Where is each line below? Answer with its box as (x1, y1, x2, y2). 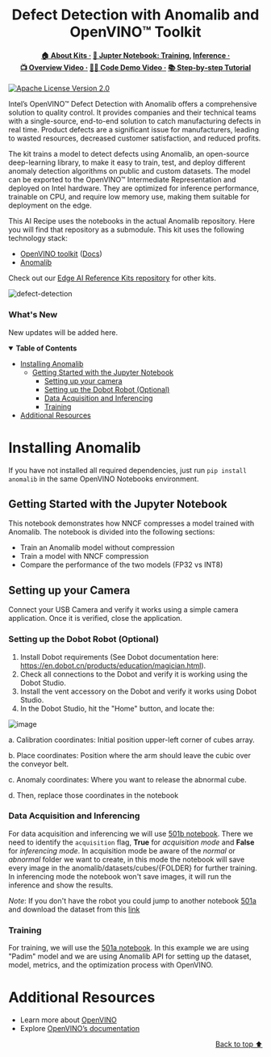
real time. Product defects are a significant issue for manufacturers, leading (8, 125, 260, 135)
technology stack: (8, 233, 69, 243)
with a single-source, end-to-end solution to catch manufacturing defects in (8, 116, 261, 126)
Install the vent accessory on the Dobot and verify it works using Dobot (19, 686, 257, 696)
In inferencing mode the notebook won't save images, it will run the (8, 871, 231, 881)
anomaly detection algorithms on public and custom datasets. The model (8, 166, 251, 176)
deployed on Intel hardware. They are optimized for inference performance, (8, 183, 260, 193)
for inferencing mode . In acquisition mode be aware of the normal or (8, 845, 236, 855)
